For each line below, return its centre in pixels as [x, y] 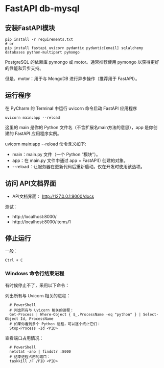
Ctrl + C [14, 261]
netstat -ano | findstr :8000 [40, 351]
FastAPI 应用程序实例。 [38, 133]
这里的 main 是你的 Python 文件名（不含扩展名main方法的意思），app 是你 [79, 127]
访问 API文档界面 [31, 184]
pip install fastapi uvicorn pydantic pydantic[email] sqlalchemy [74, 48]
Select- [151, 315]
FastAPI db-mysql [42, 9]
